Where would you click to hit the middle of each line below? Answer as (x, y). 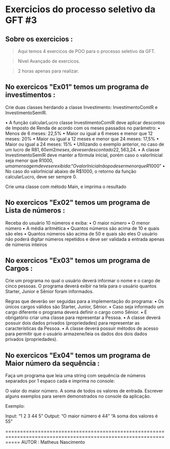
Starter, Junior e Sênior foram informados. (50, 292)
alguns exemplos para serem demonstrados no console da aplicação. (78, 397)
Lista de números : (35, 211)
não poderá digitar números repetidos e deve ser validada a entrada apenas (85, 239)
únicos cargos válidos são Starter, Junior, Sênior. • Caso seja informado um (84, 307)
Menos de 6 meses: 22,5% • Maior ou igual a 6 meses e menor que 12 (79, 133)
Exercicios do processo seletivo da (80, 9)
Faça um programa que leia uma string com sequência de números (76, 376)
